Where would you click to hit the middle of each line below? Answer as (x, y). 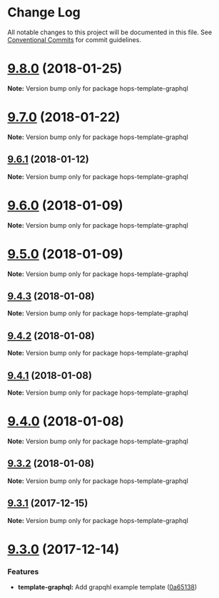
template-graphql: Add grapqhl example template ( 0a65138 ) (107, 587)
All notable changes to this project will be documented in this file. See (110, 32)
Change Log (44, 12)
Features (23, 572)
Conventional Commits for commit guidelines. (74, 39)
